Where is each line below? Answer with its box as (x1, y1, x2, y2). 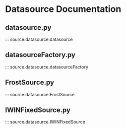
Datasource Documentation (5, 3, 122, 15)
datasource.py (5, 23, 52, 32)
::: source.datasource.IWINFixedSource (5, 119, 86, 125)
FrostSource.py (5, 78, 55, 87)
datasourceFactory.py (5, 51, 76, 59)
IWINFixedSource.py (5, 106, 71, 115)
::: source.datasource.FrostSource (5, 91, 75, 97)
